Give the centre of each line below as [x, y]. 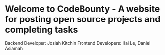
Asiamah [14, 48]
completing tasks [41, 30]
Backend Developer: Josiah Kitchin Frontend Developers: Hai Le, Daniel [78, 43]
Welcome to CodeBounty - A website [82, 9]
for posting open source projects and [83, 19]
